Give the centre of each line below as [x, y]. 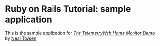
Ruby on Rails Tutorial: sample [68, 9]
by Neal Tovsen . [21, 38]
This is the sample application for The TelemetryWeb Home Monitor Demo [80, 33]
